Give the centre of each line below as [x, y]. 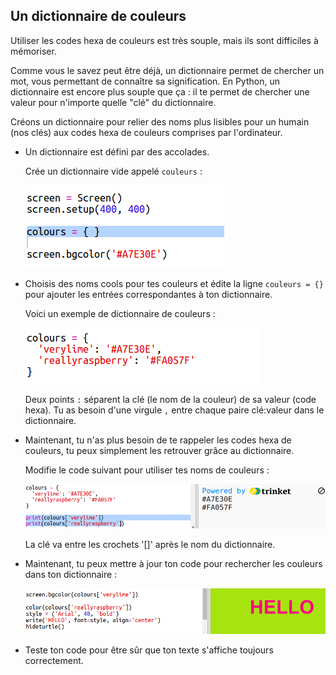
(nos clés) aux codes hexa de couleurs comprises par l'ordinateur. [146, 132]
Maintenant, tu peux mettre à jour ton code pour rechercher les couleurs [173, 564]
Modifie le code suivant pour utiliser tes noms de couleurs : [147, 470]
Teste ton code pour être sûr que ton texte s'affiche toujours [149, 650]
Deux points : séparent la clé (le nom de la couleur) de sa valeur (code [170, 399]
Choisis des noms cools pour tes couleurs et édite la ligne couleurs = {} [174, 283]
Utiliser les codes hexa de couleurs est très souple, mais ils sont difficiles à [164, 40]
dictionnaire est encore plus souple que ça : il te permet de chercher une [160, 91]
